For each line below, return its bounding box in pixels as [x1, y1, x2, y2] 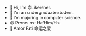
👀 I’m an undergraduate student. [9, 10, 74, 15]
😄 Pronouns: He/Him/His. [9, 20, 61, 25]
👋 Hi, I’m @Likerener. [9, 5, 52, 10]
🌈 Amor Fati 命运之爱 [9, 25, 52, 31]
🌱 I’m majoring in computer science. [9, 15, 82, 20]
